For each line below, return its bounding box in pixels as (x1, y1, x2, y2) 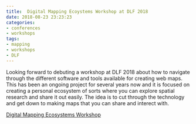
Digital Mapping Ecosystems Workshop (6, 111, 102, 118)
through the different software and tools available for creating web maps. (6, 75, 183, 82)
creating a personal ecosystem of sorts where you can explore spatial (6, 87, 175, 94)
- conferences (6, 25, 41, 31)
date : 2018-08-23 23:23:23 (6, 14, 72, 20)
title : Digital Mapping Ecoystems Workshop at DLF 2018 (6, 8, 148, 15)
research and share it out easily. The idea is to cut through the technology (6, 93, 185, 100)
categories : (6, 19, 35, 25)
